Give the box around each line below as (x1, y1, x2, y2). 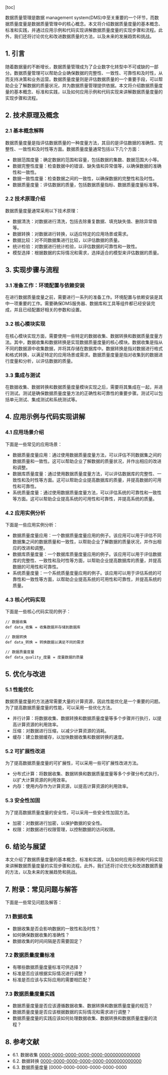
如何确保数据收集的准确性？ (12, 932, 70, 938)
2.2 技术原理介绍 (5, 195, 46, 202)
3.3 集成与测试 (5, 372, 40, 379)
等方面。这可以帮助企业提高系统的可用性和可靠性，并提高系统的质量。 (12, 495, 157, 501)
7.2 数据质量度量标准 (5, 952, 55, 959)
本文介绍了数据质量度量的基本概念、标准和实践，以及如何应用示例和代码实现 (5, 857, 163, 863)
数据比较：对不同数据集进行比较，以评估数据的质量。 (12, 237, 122, 243)
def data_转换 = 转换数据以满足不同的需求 (5, 640, 84, 645)
